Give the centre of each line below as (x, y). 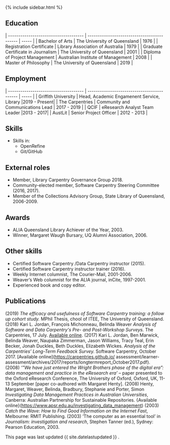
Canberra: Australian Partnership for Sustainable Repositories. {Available (81, 400)
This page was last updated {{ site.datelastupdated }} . (62, 437)
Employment (26, 79)
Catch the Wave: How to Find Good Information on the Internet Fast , (77, 411)
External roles (28, 168)
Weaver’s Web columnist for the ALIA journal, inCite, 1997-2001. (79, 280)
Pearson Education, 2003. (32, 427)
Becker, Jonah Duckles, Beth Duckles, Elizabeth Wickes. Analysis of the (80, 346)
